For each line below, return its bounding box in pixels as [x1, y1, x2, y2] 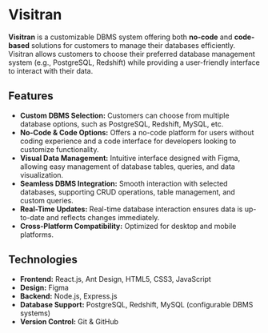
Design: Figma [19, 283, 70, 292]
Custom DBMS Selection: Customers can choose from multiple [19, 110, 230, 120]
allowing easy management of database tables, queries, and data [19, 162, 236, 171]
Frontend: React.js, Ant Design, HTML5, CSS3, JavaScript [19, 274, 212, 283]
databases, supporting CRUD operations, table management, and [19, 187, 236, 197]
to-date [19, 212, 46, 222]
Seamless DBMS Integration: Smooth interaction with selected [19, 179, 228, 188]
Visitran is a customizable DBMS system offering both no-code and [8, 32, 233, 42]
